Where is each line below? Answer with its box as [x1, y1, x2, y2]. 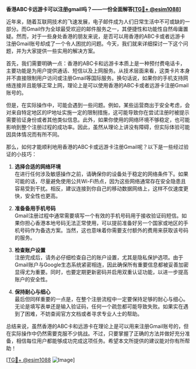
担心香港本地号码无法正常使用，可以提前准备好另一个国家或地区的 [24, 220, 184, 226]
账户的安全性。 [14, 276, 51, 283]
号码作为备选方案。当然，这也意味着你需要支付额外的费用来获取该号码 [19, 227, 188, 234]
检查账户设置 [14, 247, 45, 254]
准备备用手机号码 [14, 205, 56, 211]
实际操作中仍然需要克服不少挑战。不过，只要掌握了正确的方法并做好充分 [10, 330, 185, 337]
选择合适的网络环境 [14, 163, 61, 170]
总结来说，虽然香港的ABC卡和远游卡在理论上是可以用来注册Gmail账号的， [6, 323, 184, 330]
